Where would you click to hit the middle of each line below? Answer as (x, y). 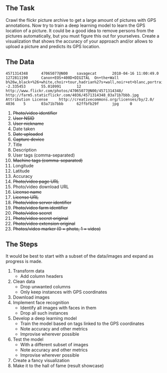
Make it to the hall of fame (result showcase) (58, 366)
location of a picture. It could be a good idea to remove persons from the (80, 30)
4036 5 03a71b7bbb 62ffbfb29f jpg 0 (69, 104)
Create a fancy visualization (41, 361)
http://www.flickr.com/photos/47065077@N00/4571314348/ (64, 91)
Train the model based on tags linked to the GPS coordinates (82, 323)
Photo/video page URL (36, 181)
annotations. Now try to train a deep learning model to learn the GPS (76, 25)
